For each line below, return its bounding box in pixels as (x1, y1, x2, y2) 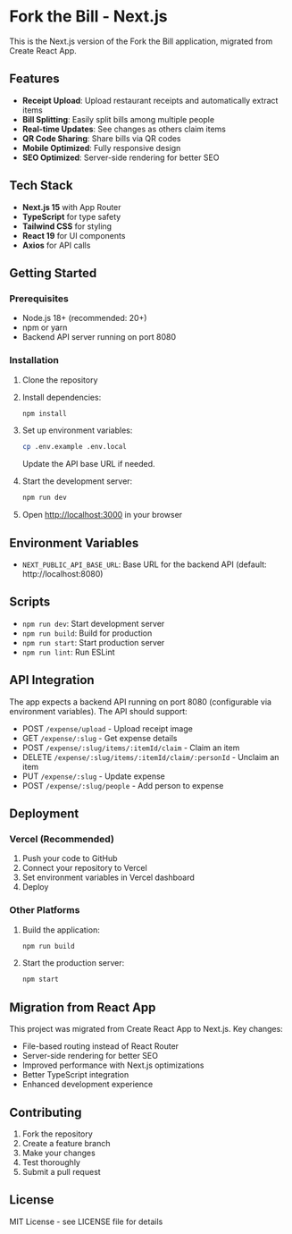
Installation (9, 354, 60, 367)
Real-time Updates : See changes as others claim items (21, 123, 226, 134)
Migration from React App (9, 1000, 156, 1015)
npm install (21, 409, 67, 418)
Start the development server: (21, 476, 133, 486)
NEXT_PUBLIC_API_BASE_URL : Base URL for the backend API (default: (21, 559, 267, 570)
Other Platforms (9, 904, 80, 917)
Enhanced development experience (21, 1079, 154, 1090)
